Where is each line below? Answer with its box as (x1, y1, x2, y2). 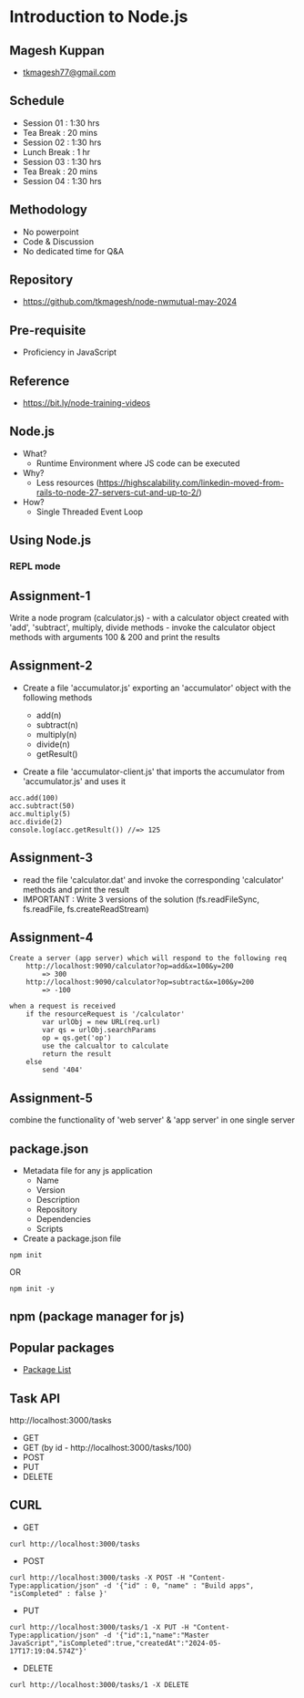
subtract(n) (35, 719, 79, 730)
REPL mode (9, 560, 61, 573)
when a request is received (9, 1001, 117, 1011)
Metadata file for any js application (22, 1165, 153, 1176)
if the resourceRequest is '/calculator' (25, 1009, 185, 1019)
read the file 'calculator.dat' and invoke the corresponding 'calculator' (22, 874, 285, 885)
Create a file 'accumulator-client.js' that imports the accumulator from (22, 766, 285, 777)
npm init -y (9, 1284, 55, 1294)
